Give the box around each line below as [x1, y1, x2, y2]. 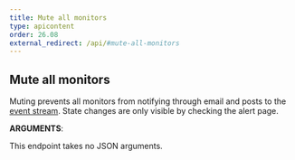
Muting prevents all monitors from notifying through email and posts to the [9, 96, 287, 107]
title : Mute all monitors [9, 13, 107, 23]
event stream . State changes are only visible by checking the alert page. [9, 106, 279, 117]
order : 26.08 [9, 30, 59, 39]
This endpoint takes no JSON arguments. [9, 141, 163, 152]
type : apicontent [9, 22, 75, 31]
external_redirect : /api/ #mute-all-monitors [9, 38, 180, 48]
